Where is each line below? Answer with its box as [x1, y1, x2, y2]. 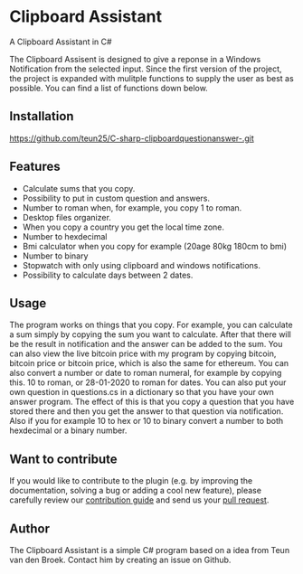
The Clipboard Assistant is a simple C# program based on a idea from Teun [9, 545, 290, 555]
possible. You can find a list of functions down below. [9, 82, 208, 93]
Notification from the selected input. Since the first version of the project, [9, 63, 282, 74]
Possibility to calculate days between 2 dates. [22, 269, 194, 280]
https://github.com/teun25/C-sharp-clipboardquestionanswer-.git [9, 133, 255, 144]
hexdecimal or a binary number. [9, 425, 128, 436]
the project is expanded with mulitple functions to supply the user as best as [9, 72, 294, 83]
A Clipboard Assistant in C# [9, 36, 112, 47]
